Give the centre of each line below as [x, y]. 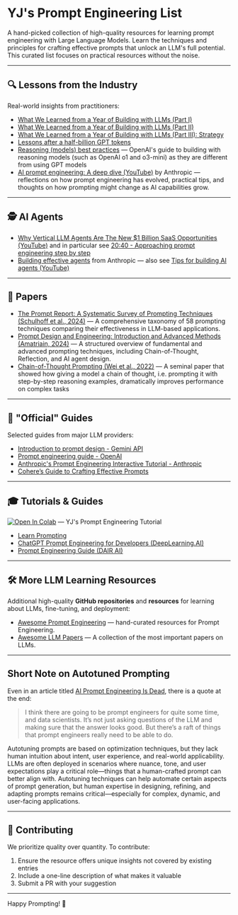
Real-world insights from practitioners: [63, 106]
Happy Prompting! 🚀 [37, 904]
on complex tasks [43, 389]
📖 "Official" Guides [50, 418]
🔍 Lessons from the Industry [73, 85]
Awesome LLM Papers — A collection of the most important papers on [120, 637]
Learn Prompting [42, 535]
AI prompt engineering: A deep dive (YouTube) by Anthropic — [109, 172]
